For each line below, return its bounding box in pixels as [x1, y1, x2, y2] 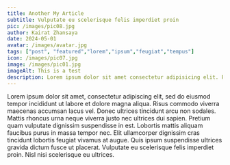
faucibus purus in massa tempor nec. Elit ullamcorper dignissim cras [7, 129, 200, 137]
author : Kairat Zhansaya [7, 29, 78, 36]
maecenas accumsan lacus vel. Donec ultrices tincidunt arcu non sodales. [7, 107, 216, 115]
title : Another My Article [7, 10, 84, 17]
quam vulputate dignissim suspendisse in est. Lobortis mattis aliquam [7, 121, 203, 130]
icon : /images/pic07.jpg [7, 55, 78, 62]
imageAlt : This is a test [7, 67, 81, 74]
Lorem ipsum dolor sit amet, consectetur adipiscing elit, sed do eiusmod [7, 92, 211, 101]
